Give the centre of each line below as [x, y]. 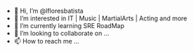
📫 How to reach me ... [46, 41]
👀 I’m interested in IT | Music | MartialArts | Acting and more [101, 18]
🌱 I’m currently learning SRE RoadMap [69, 26]
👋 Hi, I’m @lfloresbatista [48, 11]
